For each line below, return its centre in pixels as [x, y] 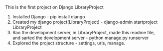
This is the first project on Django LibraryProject [54, 7]
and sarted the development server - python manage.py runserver [81, 38]
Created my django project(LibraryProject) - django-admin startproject [85, 22]
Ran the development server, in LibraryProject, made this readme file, [83, 32]
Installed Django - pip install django [49, 17]
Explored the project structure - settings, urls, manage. [69, 43]
